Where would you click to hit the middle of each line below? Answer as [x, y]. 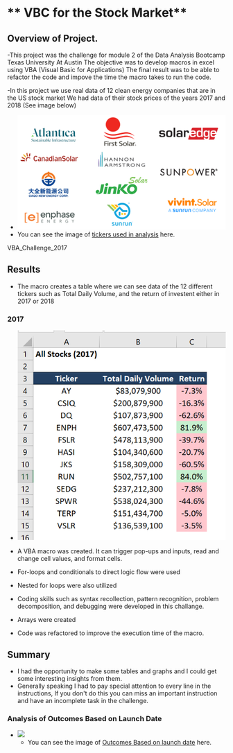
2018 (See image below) [42, 105]
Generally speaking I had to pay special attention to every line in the [114, 686]
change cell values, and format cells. [70, 558]
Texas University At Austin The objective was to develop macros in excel [111, 62]
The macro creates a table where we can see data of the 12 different [115, 286]
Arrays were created [46, 619]
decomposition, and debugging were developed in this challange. [111, 606]
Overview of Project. [53, 38]
